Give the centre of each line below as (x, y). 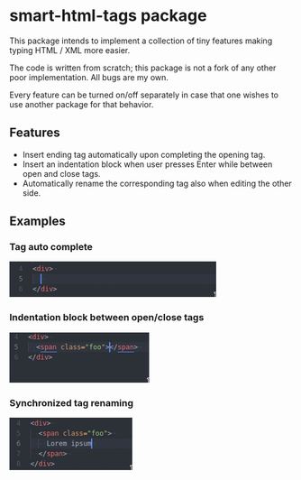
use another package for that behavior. (82, 104)
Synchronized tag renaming (71, 402)
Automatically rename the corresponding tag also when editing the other (157, 183)
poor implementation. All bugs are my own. (89, 77)
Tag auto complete (51, 247)
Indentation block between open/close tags (107, 318)
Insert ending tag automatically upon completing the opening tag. (144, 154)
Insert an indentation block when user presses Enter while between (147, 164)
